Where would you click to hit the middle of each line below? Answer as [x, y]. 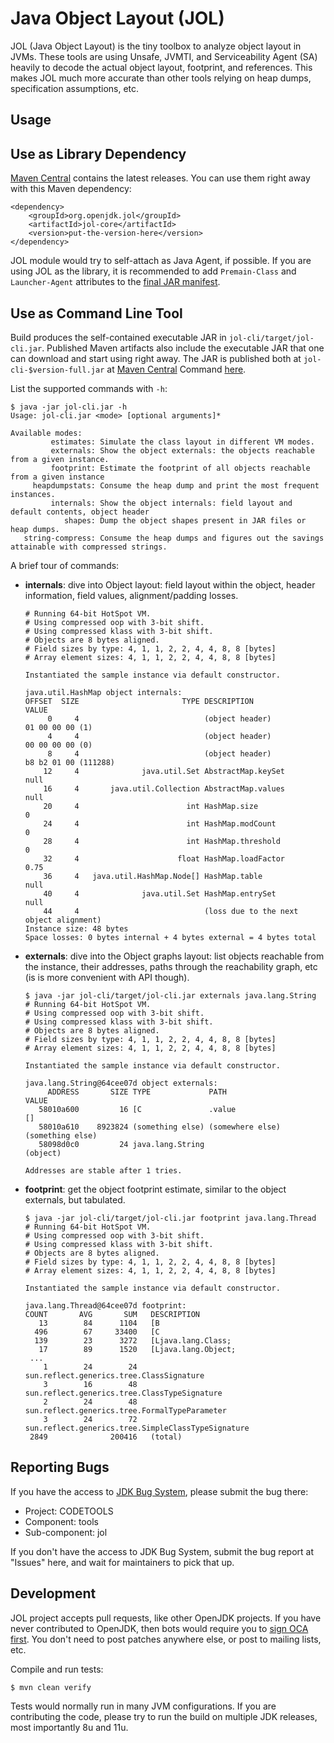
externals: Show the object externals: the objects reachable [182, 450]
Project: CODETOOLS [69, 1511]
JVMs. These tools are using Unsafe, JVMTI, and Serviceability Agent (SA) [164, 56]
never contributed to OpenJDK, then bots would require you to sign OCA [159, 1628]
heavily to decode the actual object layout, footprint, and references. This [161, 67]
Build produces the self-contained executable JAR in [118, 337]
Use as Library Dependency [98, 153]
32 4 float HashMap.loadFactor [164, 858]
